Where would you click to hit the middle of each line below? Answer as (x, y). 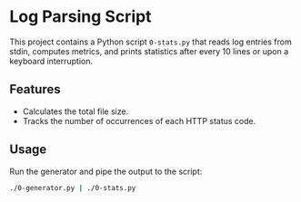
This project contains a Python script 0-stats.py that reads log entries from (151, 42)
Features (35, 89)
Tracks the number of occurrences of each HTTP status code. (139, 120)
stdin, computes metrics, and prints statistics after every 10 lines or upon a (149, 51)
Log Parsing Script (80, 17)
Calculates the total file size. (75, 111)
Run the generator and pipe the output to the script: (106, 171)
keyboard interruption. (51, 61)
